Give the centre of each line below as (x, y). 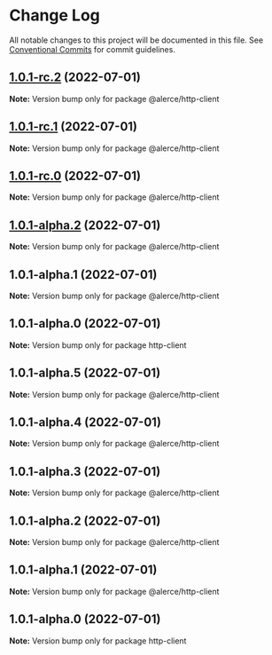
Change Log (54, 16)
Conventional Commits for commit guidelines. (92, 49)
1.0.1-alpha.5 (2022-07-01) (85, 373)
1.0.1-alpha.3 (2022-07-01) (85, 471)
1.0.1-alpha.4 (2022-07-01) (85, 422)
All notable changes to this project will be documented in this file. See (136, 40)
